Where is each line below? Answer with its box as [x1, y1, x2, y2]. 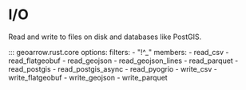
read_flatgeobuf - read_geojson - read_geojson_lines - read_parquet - [8, 56, 239, 65]
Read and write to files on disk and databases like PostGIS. [8, 32, 202, 41]
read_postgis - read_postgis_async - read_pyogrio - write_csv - [8, 64, 217, 73]
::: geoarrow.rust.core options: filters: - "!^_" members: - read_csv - [8, 47, 229, 57]
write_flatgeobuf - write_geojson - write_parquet [8, 72, 168, 82]
